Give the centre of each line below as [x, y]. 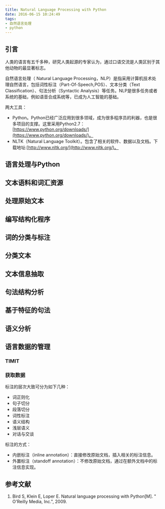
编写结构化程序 [28, 219]
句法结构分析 [25, 292]
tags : [11, 19]
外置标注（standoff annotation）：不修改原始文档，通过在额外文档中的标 [85, 461]
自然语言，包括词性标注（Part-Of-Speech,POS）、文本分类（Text [75, 85]
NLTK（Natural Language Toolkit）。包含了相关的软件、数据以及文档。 [83, 141]
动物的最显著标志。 [28, 68]
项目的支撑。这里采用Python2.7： [51, 124]
